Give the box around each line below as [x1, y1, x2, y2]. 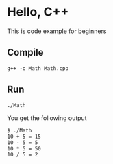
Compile [7, 47, 44, 58]
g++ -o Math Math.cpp [7, 65, 69, 72]
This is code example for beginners [7, 27, 107, 35]
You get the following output [7, 114, 87, 122]
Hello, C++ [7, 4, 69, 20]
